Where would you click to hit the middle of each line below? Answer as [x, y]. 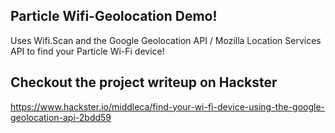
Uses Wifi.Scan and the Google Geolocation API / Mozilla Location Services [166, 40]
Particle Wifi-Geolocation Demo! [114, 16]
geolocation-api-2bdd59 [61, 117]
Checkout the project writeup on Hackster [144, 82]
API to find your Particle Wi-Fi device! [87, 51]
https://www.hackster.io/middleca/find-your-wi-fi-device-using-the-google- [168, 106]
